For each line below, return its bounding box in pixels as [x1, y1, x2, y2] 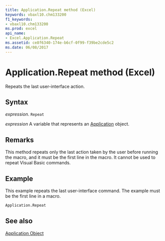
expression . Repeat [5, 111, 44, 117]
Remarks [5, 136, 34, 144]
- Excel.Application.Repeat [5, 36, 65, 41]
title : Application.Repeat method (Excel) [5, 7, 96, 13]
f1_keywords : [5, 17, 33, 22]
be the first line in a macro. [5, 193, 61, 199]
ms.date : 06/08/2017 [5, 45, 49, 50]
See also [5, 217, 33, 225]
